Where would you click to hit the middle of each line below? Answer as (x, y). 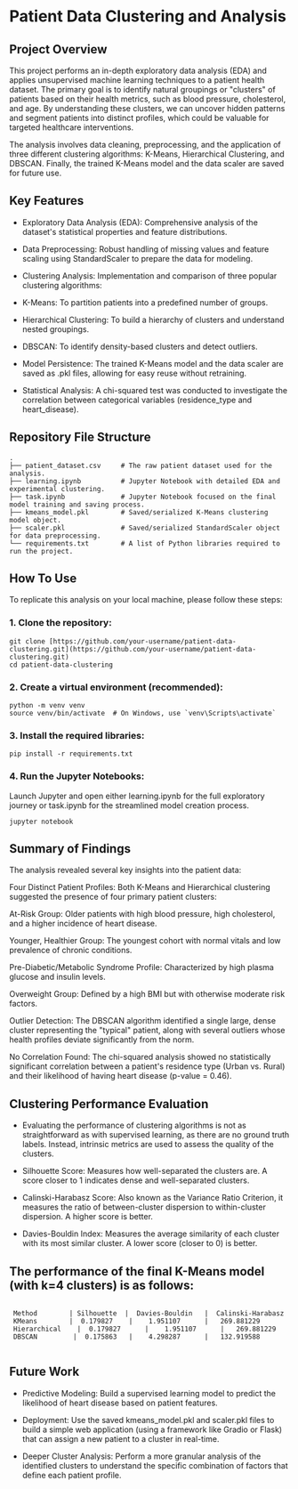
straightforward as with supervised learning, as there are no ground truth (156, 1135)
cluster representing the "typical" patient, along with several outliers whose (148, 1031)
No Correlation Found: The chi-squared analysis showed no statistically (140, 1057)
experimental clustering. (57, 489)
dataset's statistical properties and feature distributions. (125, 231)
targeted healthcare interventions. (72, 127)
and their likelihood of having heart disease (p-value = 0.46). (121, 1076)
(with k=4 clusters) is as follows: (101, 1285)
